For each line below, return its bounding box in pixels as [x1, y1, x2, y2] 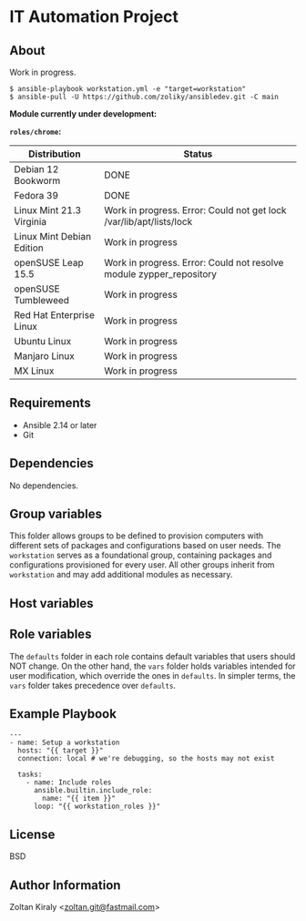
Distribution [28, 148, 81, 160]
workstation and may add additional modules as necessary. [9, 569, 233, 580]
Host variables [9, 595, 94, 611]
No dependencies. [9, 480, 79, 491]
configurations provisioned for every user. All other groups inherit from [9, 559, 275, 570]
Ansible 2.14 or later [22, 419, 97, 430]
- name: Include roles [25, 778, 112, 787]
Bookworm [14, 175, 61, 187]
